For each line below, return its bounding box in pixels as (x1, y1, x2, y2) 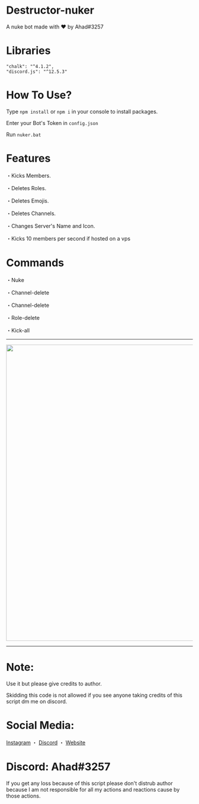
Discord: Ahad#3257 (6, 760, 111, 773)
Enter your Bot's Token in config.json (6, 119, 99, 126)
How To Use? (6, 88, 72, 102)
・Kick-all (6, 326, 30, 334)
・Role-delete (6, 314, 40, 321)
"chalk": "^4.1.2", (6, 63, 54, 69)
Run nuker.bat (6, 131, 41, 138)
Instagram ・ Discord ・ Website (6, 739, 86, 746)
